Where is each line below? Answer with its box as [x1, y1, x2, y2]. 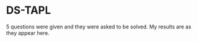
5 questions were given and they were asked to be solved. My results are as [6, 23, 192, 30]
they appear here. [6, 29, 50, 36]
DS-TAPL [6, 4, 51, 17]
